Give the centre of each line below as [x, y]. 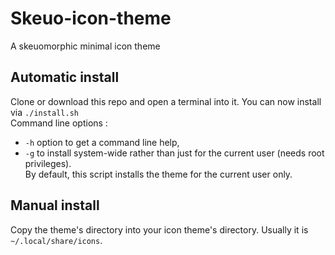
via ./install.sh [44, 112]
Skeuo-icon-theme [91, 18]
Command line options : [59, 123]
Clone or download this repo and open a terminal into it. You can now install [166, 101]
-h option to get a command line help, [102, 142]
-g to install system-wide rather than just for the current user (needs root [174, 153]
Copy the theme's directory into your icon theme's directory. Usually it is [159, 229]
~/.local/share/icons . [56, 240]
